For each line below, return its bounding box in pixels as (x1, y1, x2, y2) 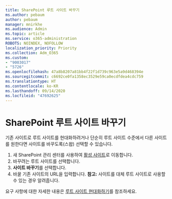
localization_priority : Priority (5, 46, 77, 51)
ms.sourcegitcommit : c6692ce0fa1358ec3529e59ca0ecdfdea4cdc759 (5, 74, 144, 79)
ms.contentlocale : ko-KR (5, 83, 59, 89)
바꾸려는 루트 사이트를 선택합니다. (12, 158, 81, 164)
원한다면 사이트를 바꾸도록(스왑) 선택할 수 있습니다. (10, 141, 113, 147)
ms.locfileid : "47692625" (5, 93, 61, 98)
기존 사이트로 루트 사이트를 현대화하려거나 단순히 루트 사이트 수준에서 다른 (5, 135, 154, 141)
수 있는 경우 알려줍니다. (12, 178, 60, 184)
